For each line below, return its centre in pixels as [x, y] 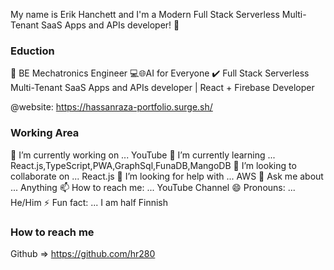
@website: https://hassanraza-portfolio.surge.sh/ [111, 107]
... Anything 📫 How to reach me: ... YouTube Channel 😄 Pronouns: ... [153, 187]
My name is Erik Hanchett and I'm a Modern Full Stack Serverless [145, 14]
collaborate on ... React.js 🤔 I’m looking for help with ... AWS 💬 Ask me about [167, 176]
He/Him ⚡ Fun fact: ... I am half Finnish [89, 202]
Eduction [32, 51]
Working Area [45, 133]
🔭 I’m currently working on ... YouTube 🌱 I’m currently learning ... [143, 155]
